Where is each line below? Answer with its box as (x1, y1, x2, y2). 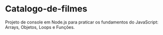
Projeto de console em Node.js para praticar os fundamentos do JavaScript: (5, 19, 159, 25)
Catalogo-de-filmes (5, 3, 88, 14)
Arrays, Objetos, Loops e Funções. (5, 24, 75, 30)
